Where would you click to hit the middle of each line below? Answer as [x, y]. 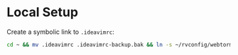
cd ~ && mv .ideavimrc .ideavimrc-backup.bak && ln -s [90, 44]
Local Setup [43, 12]
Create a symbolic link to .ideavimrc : [61, 32]
